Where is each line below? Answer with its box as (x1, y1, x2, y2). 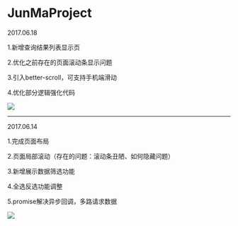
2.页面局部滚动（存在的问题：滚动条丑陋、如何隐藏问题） (7, 152, 175, 160)
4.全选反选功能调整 (7, 182, 63, 191)
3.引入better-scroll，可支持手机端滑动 (7, 73, 118, 81)
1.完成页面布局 (7, 137, 50, 145)
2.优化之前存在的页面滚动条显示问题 (7, 58, 113, 67)
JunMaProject (7, 5, 92, 21)
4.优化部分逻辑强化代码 (7, 88, 76, 96)
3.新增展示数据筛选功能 (7, 166, 76, 175)
